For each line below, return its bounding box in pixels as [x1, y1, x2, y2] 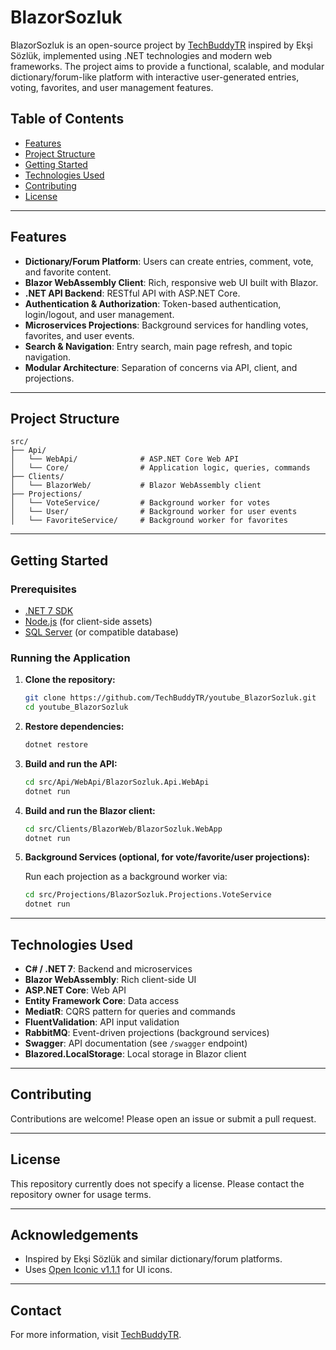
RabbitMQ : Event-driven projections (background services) [24, 1027, 270, 1039]
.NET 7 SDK [24, 605, 74, 617]
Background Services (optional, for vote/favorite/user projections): [24, 851, 310, 863]
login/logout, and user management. [24, 308, 175, 320]
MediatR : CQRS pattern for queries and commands [24, 1006, 236, 1018]
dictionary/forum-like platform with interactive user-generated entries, [10, 71, 300, 83]
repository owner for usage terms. [10, 1188, 152, 1200]
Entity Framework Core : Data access [24, 995, 180, 1007]
